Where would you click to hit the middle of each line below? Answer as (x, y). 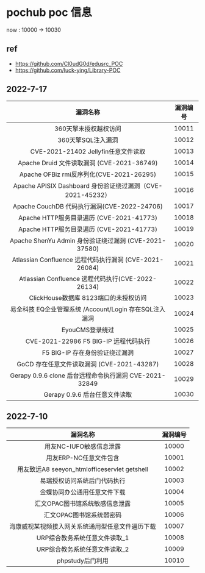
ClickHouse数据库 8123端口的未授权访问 (88, 297)
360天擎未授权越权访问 (88, 129)
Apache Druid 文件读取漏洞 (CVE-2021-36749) (88, 163)
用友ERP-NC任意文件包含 (83, 458)
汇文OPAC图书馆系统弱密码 (83, 515)
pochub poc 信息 (49, 12)
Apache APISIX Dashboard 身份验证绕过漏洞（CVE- (88, 185)
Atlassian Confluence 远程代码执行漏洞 (68, 260)
